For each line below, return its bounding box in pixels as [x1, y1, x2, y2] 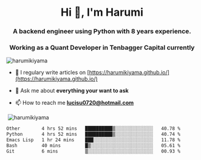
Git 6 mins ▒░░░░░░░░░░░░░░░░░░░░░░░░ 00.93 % [6, 148, 181, 154]
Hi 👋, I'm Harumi [60, 5, 144, 19]
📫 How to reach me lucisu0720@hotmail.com [15, 99, 134, 107]
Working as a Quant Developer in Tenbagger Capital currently [9, 44, 195, 52]
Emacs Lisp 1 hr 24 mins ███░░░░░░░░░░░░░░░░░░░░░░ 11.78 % [6, 136, 181, 143]
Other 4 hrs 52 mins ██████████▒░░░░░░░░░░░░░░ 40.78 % [6, 125, 181, 132]
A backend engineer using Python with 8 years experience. [13, 27, 191, 36]
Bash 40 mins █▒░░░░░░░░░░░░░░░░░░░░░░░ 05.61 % [6, 142, 181, 148]
